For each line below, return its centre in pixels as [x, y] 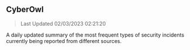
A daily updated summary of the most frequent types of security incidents [95, 35]
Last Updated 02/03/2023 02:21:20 [63, 23]
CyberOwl [25, 10]
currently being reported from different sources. [64, 41]
